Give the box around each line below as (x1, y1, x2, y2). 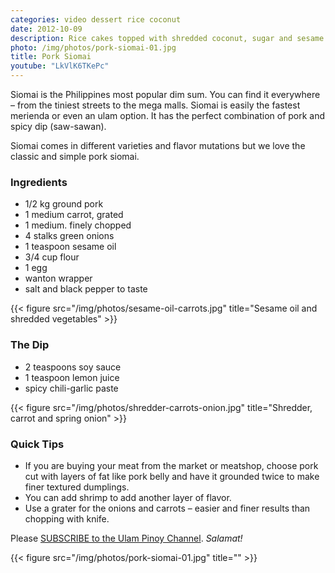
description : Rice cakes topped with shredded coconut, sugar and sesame (10, 33, 325, 43)
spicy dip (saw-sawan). (10, 121, 107, 132)
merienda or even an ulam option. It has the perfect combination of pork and (10, 110, 326, 121)
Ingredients (10, 175, 68, 189)
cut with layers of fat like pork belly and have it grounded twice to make (24, 470, 320, 482)
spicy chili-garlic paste (24, 382, 119, 394)
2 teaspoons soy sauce (24, 361, 122, 373)
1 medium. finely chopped (24, 219, 132, 231)
